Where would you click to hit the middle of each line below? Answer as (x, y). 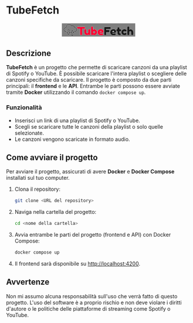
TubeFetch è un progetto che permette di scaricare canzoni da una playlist (97, 68)
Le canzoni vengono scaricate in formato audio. (72, 139)
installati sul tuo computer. (38, 178)
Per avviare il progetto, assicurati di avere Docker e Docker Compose (90, 171)
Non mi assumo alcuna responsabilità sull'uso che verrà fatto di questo (92, 296)
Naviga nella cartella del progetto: (55, 212)
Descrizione (29, 53)
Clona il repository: (37, 189)
